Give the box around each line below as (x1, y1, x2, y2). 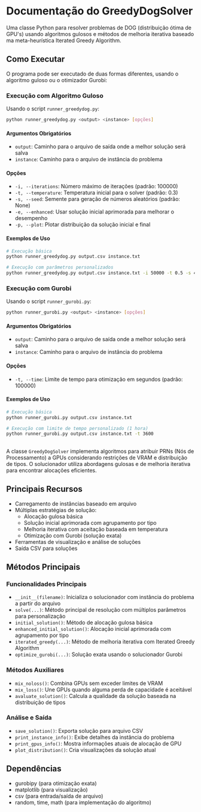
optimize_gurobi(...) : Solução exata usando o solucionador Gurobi (14, 651, 182, 658)
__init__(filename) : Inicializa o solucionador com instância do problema (14, 594, 194, 601)
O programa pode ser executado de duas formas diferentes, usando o (6, 70, 179, 77)
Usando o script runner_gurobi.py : (6, 298, 92, 305)
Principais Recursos (6, 484, 83, 494)
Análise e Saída (6, 714, 52, 722)
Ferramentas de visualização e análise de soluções (14, 538, 141, 545)
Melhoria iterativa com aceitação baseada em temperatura (23, 525, 169, 533)
